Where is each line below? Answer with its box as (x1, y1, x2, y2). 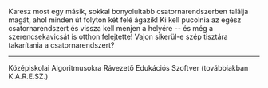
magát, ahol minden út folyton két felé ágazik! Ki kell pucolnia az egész (8, 15, 242, 25)
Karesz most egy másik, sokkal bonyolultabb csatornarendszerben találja (8, 7, 249, 16)
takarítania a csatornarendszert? (8, 40, 115, 50)
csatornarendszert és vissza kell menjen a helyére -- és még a (8, 24, 214, 33)
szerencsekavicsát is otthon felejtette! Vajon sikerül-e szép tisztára (8, 32, 229, 41)
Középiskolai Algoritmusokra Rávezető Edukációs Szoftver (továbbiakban (8, 63, 249, 72)
